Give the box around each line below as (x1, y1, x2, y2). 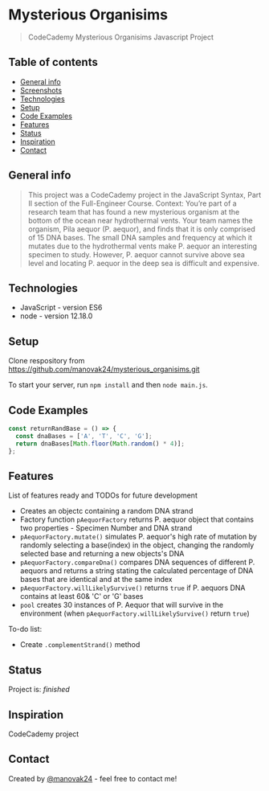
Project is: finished (8, 685, 70, 695)
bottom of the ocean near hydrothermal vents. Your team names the (27, 215, 253, 225)
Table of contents (8, 55, 98, 69)
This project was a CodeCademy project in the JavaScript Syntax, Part (27, 190, 262, 199)
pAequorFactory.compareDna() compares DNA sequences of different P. (19, 557, 255, 568)
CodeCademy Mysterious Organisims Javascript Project (27, 32, 214, 42)
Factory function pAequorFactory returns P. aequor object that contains (19, 514, 255, 524)
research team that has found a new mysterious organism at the (27, 207, 240, 216)
